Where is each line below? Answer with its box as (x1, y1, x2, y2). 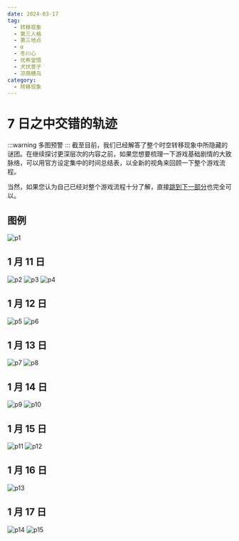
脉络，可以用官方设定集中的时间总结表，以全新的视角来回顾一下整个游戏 (7, 159, 219, 167)
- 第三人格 (14, 30, 42, 38)
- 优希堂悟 (14, 57, 42, 64)
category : (7, 76, 37, 84)
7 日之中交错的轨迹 (7, 116, 117, 132)
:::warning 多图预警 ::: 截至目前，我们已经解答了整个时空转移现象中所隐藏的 (7, 141, 228, 149)
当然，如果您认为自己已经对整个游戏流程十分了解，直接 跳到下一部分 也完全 (7, 183, 225, 191)
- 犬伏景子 (14, 63, 42, 70)
